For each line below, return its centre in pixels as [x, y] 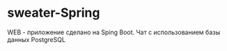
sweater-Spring [54, 13]
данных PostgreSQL [37, 39]
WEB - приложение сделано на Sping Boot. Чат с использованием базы [114, 32]
